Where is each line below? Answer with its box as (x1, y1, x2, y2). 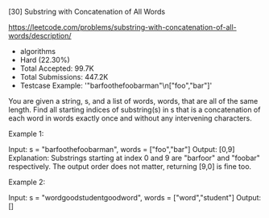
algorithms (19, 47, 56, 56)
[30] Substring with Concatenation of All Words (8, 7, 166, 16)
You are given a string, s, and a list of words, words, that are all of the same (8, 97, 259, 105)
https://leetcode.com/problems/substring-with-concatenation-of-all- (8, 23, 237, 31)
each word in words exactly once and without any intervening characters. (8, 113, 252, 123)
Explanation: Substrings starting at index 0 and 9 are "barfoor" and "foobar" (8, 153, 260, 162)
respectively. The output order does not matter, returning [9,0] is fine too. (8, 162, 252, 171)
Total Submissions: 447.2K (19, 72, 109, 81)
